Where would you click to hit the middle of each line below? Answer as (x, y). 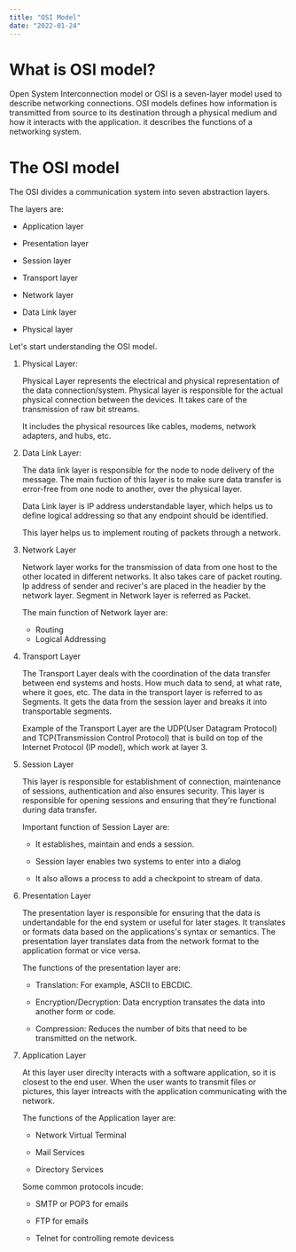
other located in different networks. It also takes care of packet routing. (152, 576)
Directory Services (69, 1170)
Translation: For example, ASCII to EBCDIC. (114, 985)
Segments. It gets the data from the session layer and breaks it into (144, 702)
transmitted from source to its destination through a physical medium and (143, 113)
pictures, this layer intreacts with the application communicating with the (155, 1092)
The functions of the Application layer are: (99, 1118)
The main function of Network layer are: (95, 613)
